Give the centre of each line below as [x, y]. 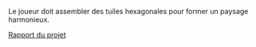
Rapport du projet [37, 35]
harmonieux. [29, 20]
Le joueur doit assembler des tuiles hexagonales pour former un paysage [128, 11]
